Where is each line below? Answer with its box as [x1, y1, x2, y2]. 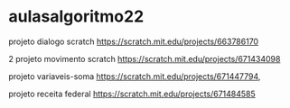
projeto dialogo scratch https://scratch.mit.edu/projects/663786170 [8, 36, 259, 47]
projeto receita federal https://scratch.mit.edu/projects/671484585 [8, 88, 257, 99]
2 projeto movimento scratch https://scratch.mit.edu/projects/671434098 [8, 53, 281, 64]
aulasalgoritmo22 [8, 6, 145, 27]
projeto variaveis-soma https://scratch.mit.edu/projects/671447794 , [8, 70, 261, 82]
